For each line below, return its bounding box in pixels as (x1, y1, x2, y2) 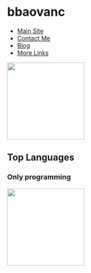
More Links (16, 49, 49, 57)
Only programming (7, 172, 71, 182)
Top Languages (7, 152, 75, 163)
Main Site (16, 27, 44, 35)
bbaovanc (7, 4, 66, 20)
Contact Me (16, 34, 51, 42)
